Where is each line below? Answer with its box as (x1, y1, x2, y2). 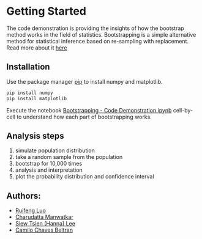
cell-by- (173, 106, 193, 114)
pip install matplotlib (6, 95, 67, 101)
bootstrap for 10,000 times (15, 160, 83, 167)
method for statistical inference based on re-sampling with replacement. (6, 37, 189, 45)
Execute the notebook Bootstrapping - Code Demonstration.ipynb (6, 106, 172, 114)
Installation (6, 62, 50, 72)
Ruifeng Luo (15, 207, 46, 215)
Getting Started (6, 4, 87, 18)
